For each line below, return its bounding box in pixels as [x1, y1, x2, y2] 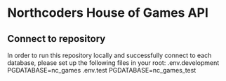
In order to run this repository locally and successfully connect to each [7, 51, 212, 59]
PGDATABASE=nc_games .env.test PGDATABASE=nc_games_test [7, 66, 197, 74]
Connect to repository [7, 33, 106, 45]
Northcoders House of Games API [7, 5, 209, 21]
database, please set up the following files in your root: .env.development [7, 59, 220, 67]
